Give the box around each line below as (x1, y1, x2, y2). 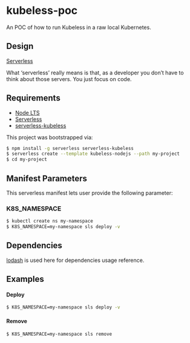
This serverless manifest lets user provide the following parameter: (6, 189, 173, 197)
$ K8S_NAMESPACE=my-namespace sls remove (6, 331, 113, 337)
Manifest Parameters (6, 173, 88, 183)
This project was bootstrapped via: (6, 134, 93, 141)
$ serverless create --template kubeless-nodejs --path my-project (6, 151, 180, 157)
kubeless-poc (6, 4, 78, 18)
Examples (6, 274, 44, 284)
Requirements (6, 93, 61, 103)
